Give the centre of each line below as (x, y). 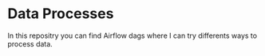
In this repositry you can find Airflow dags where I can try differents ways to (132, 35)
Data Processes (61, 14)
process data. (30, 43)
